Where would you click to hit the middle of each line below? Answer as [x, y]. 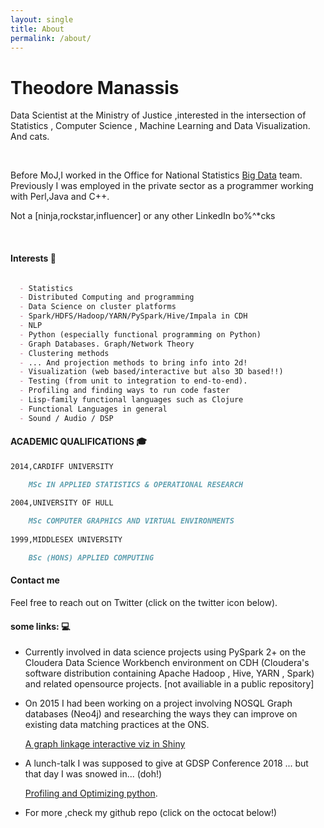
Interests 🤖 [33, 258]
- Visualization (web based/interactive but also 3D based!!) [151, 372]
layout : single [42, 19]
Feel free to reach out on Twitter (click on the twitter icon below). [144, 603]
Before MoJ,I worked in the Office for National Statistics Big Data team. [156, 175]
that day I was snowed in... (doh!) [93, 774]
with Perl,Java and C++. [60, 197]
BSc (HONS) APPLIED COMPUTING [91, 557]
